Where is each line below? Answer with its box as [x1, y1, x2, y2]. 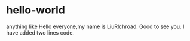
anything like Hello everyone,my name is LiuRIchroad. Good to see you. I [6, 23, 185, 30]
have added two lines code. [6, 29, 75, 36]
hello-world [6, 4, 66, 17]
